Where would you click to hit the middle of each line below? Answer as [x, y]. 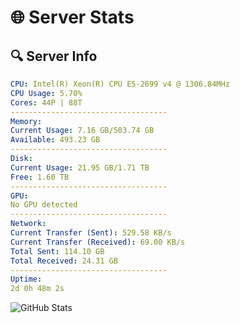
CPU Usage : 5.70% [46, 93]
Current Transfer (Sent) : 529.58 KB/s [91, 233]
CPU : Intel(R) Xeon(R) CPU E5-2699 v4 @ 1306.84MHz [120, 84]
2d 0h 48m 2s [37, 289]
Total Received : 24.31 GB [64, 261]
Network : [28, 224]
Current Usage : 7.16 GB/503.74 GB [82, 131]
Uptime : [26, 279]
